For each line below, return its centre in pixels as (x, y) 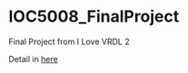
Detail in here (33, 59)
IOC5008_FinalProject (94, 17)
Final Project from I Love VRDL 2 (69, 41)
